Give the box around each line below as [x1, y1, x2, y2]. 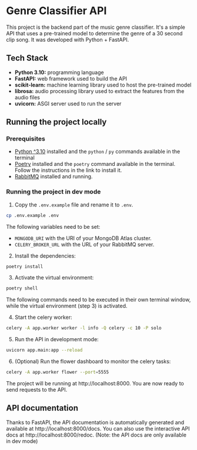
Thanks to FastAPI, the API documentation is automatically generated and [6, 419, 185, 426]
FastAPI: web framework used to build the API [14, 75, 128, 82]
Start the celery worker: [14, 314, 72, 321]
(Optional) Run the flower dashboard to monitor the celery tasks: [14, 358, 171, 365]
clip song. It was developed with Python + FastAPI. [6, 36, 129, 43]
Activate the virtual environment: [14, 274, 94, 281]
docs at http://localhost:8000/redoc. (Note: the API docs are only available [6, 431, 187, 438]
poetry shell [6, 285, 38, 292]
